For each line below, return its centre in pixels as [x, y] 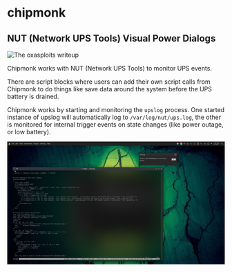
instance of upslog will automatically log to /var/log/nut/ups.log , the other [114, 117]
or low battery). [29, 132]
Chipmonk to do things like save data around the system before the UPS [110, 89]
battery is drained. [33, 96]
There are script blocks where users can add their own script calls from [109, 82]
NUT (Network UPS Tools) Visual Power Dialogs [112, 38]
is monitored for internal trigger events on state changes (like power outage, [115, 125]
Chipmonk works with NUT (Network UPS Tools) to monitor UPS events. [110, 68]
